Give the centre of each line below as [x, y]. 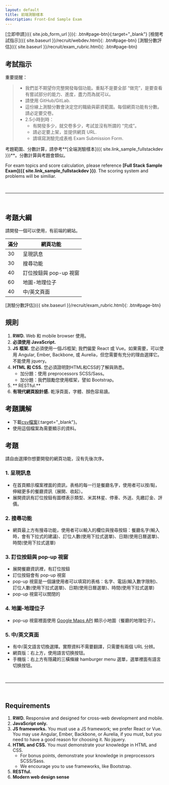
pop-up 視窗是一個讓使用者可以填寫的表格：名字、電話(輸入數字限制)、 [86, 581]
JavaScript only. [30, 723]
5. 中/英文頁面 [22, 634]
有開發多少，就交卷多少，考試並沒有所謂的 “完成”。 [86, 126]
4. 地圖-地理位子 [25, 609]
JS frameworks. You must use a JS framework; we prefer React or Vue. [87, 729]
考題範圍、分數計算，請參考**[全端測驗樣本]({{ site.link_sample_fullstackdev [84, 149]
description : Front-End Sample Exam [44, 19]
